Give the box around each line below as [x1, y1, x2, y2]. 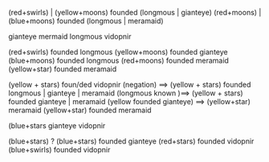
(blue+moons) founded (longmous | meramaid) [8, 16, 164, 26]
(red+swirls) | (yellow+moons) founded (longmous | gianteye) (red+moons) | [8, 8, 262, 17]
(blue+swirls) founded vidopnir [8, 145, 111, 154]
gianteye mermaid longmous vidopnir [8, 32, 132, 41]
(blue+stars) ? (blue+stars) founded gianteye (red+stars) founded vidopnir [8, 136, 255, 146]
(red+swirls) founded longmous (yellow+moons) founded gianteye [8, 47, 228, 56]
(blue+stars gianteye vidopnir [8, 121, 106, 130]
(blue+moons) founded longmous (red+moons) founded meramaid [8, 56, 229, 65]
